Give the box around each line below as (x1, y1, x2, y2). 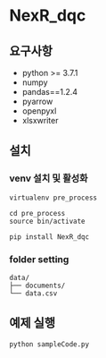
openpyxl (21, 106, 57, 116)
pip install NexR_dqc (9, 232, 90, 242)
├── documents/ (9, 281, 66, 290)
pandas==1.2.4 (21, 87, 78, 97)
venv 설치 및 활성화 (9, 172, 88, 184)
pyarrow (21, 96, 53, 107)
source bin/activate (9, 217, 86, 226)
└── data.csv (9, 288, 58, 298)
